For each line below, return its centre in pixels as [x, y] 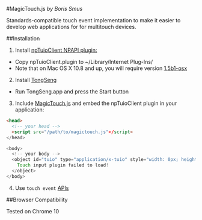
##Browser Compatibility [37, 200]
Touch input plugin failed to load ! [63, 165]
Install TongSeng [36, 80]
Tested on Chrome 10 [33, 211]
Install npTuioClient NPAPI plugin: [56, 50]
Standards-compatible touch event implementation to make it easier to [93, 20]
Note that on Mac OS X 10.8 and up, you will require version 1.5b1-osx [101, 68]
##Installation [23, 38]
